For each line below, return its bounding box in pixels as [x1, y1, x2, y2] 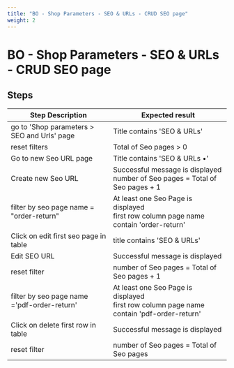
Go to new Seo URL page [10, 153, 93, 163]
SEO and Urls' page [10, 131, 75, 140]
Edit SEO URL [10, 251, 55, 260]
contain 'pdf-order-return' [112, 309, 201, 318]
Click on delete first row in [10, 320, 96, 330]
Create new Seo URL [10, 173, 79, 183]
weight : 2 [7, 17, 36, 24]
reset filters [10, 142, 49, 152]
